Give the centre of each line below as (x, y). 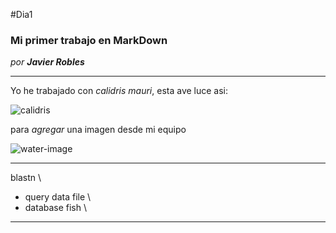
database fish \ (56, 208)
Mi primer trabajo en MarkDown (89, 40)
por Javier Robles (47, 62)
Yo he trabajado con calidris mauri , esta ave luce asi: (119, 91)
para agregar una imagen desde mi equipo (98, 130)
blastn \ (26, 178)
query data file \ (58, 197)
